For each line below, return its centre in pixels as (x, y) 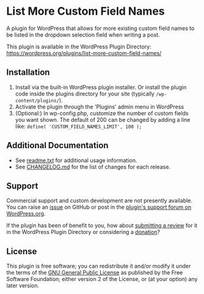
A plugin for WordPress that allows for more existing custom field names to (100, 28)
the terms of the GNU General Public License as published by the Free (95, 273)
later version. (23, 285)
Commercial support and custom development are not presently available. (100, 201)
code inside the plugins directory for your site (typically (85, 94)
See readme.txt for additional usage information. (76, 160)
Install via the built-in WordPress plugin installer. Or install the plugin (101, 87)
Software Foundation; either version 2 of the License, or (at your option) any (102, 279)
